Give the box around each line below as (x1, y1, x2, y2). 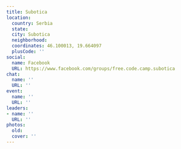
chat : (6, 71, 20, 77)
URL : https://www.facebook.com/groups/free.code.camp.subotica (12, 65, 175, 72)
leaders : (6, 105, 29, 111)
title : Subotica (6, 9, 47, 15)
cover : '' (12, 133, 36, 140)
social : (6, 54, 26, 60)
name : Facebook (12, 60, 50, 66)
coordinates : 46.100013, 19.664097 (12, 43, 102, 49)
